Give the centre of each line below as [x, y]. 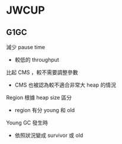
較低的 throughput [37, 60]
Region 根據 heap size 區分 [39, 97]
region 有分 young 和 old [45, 110]
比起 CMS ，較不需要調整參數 [42, 72]
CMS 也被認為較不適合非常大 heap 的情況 [65, 85]
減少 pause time [26, 47]
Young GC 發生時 [27, 123]
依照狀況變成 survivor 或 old [49, 135]
